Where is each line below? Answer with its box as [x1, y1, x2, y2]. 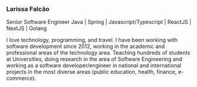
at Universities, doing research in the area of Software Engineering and [6, 56, 183, 63]
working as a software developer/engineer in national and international [6, 62, 182, 69]
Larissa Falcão [6, 5, 50, 13]
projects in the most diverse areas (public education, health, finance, [6, 68, 177, 76]
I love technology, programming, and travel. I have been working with [6, 37, 178, 44]
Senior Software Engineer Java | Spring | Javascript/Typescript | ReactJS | [6, 19, 192, 26]
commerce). [6, 74, 37, 82]
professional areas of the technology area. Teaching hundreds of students [6, 49, 191, 56]
